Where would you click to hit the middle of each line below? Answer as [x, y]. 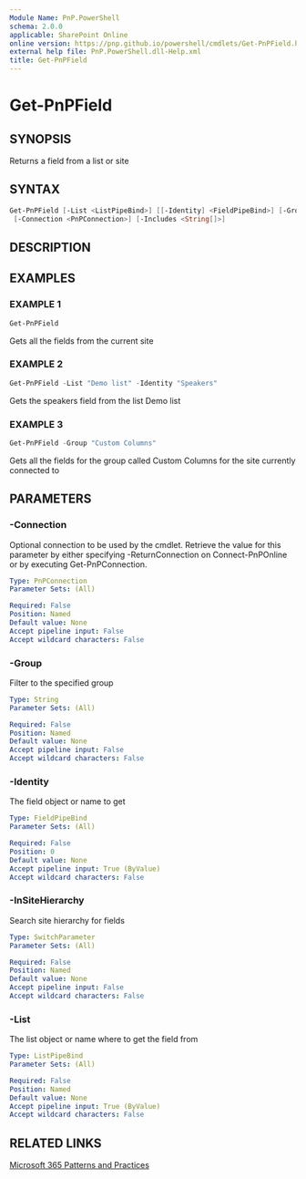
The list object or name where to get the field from [104, 1039]
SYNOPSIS [41, 139]
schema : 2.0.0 [36, 26]
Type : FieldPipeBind [49, 818]
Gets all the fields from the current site [82, 341]
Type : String [34, 699]
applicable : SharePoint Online [69, 35]
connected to [35, 470]
